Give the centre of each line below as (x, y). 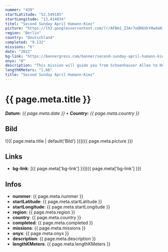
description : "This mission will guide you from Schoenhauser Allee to (81, 65)
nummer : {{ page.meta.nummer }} (48, 196)
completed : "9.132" (25, 42)
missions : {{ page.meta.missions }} (49, 228)
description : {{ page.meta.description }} (54, 239)
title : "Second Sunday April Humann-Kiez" (50, 75)
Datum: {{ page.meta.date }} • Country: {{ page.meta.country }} (72, 113)
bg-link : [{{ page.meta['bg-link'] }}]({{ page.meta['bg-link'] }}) (77, 169)
